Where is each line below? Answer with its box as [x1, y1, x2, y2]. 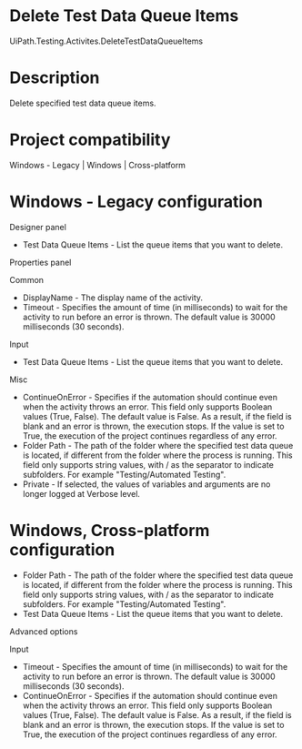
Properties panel [9, 257, 72, 268]
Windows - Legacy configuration [9, 192, 264, 212]
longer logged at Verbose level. [22, 488, 141, 499]
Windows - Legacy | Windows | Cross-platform [9, 159, 186, 170]
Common [9, 274, 44, 285]
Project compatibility [9, 129, 171, 150]
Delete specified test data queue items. [9, 97, 156, 108]
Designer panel [9, 221, 66, 232]
